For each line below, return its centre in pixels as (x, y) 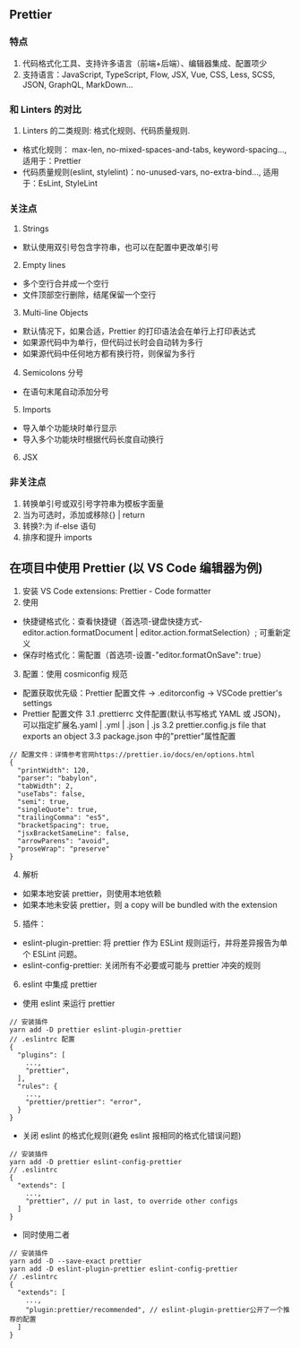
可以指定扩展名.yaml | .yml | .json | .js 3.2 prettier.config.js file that (144, 725)
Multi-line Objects (55, 313)
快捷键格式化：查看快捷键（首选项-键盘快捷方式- (112, 621)
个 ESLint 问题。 (52, 955)
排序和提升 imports (57, 537)
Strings (35, 229)
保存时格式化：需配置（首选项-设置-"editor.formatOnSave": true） (144, 655)
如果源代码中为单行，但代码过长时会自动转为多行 (112, 342)
